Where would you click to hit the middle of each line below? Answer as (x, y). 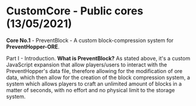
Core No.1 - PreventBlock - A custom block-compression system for (90, 40)
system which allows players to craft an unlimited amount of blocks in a (94, 84)
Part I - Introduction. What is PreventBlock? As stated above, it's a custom (98, 58)
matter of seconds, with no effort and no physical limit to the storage (91, 90)
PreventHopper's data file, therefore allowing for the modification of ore (94, 71)
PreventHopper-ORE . (33, 47)
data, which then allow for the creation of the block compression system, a (98, 77)
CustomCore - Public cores (75, 11)
